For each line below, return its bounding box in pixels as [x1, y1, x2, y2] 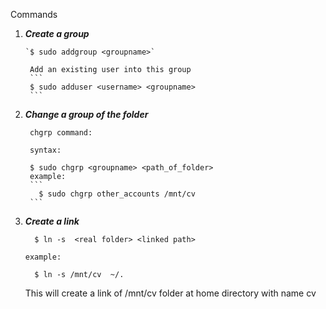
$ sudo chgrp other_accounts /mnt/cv [38, 189, 196, 199]
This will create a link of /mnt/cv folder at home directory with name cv [24, 287, 317, 299]
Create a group [24, 28, 90, 39]
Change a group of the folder [24, 109, 149, 120]
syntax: [29, 145, 62, 155]
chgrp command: [29, 128, 93, 138]
